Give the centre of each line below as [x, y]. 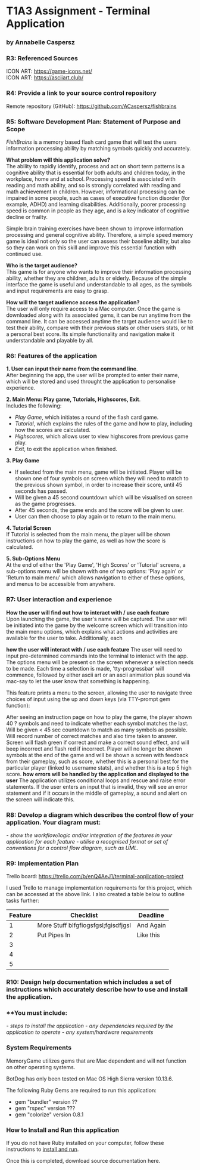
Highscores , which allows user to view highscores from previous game [101, 436]
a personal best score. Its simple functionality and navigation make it [90, 334]
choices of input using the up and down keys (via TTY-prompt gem [88, 699]
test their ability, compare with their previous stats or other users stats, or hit [100, 328]
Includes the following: [34, 406]
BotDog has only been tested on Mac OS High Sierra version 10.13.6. [90, 1079]
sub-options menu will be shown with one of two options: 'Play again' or [95, 572]
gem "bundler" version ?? [46, 1101]
